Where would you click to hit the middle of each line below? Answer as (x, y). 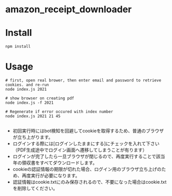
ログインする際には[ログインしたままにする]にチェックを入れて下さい (86, 144)
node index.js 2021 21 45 (33, 116)
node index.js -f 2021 (29, 103)
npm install (18, 47)
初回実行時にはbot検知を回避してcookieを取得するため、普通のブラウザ (88, 131)
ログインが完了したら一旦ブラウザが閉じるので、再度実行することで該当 (89, 157)
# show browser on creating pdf (40, 98)
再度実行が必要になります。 (51, 176)
